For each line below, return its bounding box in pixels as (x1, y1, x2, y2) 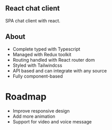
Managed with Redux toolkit (12, 51, 72, 58)
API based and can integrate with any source (12, 67, 107, 73)
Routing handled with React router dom (12, 57, 95, 63)
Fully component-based (12, 73, 63, 79)
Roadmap (5, 91, 47, 102)
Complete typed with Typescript (12, 46, 80, 52)
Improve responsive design (12, 108, 70, 114)
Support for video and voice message (12, 118, 92, 124)
